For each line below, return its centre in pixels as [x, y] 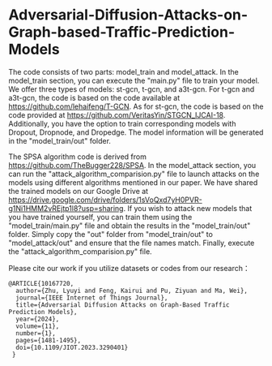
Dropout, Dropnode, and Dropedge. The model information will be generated [136, 132]
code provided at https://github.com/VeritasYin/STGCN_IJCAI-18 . [117, 114]
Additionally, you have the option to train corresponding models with [122, 123]
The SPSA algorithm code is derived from [78, 157]
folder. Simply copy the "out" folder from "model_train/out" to [110, 234]
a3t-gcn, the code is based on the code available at [94, 97]
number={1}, [36, 333]
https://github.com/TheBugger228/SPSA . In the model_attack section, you [132, 165]
